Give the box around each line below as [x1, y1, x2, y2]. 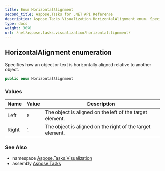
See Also [5, 144, 27, 151]
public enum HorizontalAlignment [5, 76, 74, 81]
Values [5, 88, 22, 95]
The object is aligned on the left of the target [45, 109, 147, 116]
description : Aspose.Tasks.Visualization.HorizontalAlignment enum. [5, 16, 148, 21]
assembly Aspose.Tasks [12, 161, 61, 167]
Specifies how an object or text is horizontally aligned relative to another [5, 61, 151, 67]
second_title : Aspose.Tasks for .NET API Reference [5, 12, 113, 17]
